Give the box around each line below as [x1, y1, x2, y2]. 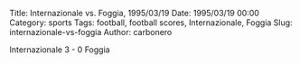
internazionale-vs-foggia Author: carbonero [9, 27, 173, 37]
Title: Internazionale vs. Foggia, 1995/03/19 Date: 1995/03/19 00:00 [9, 8, 260, 18]
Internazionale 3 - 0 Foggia [9, 44, 110, 55]
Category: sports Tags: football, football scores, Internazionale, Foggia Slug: [9, 17, 293, 28]
